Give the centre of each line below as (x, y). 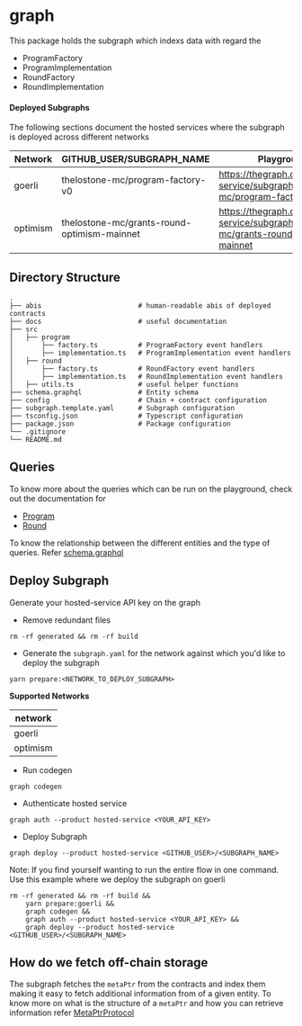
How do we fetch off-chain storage (109, 963)
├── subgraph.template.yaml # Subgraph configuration (122, 408)
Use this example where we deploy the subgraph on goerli (117, 879)
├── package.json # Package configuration (120, 424)
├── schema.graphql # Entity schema (104, 392)
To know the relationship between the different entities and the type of (140, 543)
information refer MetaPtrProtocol (72, 1012)
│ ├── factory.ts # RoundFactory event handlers (132, 369)
